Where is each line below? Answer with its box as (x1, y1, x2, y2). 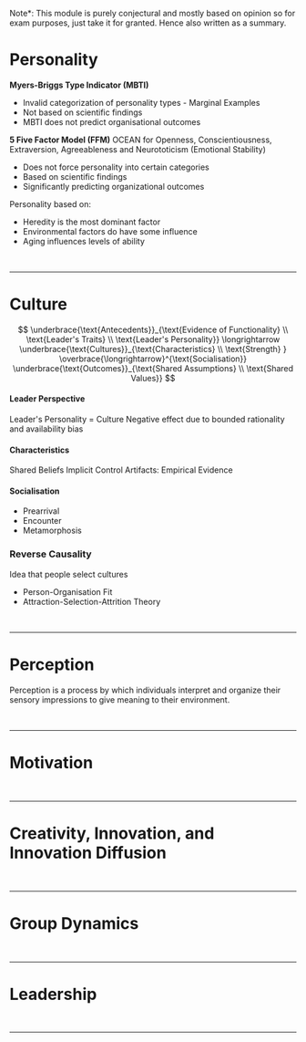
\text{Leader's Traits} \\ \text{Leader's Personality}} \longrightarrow (25, 333, 280, 345)
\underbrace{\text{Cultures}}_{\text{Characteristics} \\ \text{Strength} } (19, 343, 287, 354)
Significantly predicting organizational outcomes (22, 181, 205, 192)
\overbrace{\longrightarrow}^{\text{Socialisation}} (58, 353, 248, 364)
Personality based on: (9, 198, 91, 209)
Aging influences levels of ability (22, 235, 146, 246)
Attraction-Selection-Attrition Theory (22, 596, 161, 607)
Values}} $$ (130, 372, 176, 383)
